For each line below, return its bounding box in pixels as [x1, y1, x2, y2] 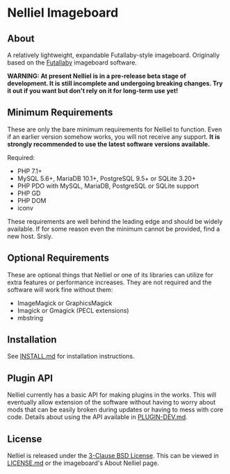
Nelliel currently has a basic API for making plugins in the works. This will [7, 391, 217, 399]
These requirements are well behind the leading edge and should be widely [7, 217, 223, 225]
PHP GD [17, 189, 41, 197]
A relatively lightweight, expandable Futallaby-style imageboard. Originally [7, 51, 220, 59]
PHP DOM [17, 196, 47, 204]
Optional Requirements [7, 252, 110, 264]
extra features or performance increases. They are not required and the [7, 278, 212, 286]
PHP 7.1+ [17, 167, 42, 175]
